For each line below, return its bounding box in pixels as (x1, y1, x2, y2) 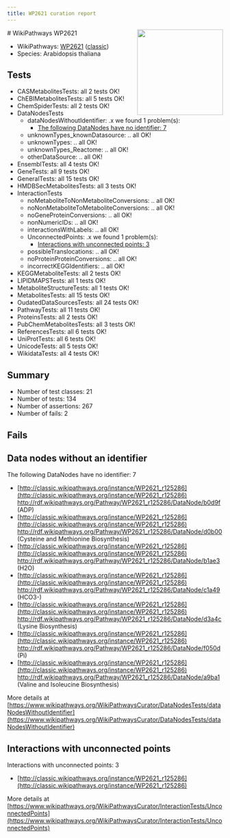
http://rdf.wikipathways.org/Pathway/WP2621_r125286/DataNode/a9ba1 (16, 673, 220, 682)
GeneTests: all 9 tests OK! (16, 167, 90, 175)
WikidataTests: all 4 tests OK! (16, 349, 99, 358)
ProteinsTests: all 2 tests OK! (16, 313, 98, 321)
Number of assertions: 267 (16, 402, 93, 410)
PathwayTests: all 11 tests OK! (16, 306, 101, 314)
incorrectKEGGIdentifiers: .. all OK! (27, 262, 125, 271)
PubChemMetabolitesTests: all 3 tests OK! (16, 320, 136, 329)
